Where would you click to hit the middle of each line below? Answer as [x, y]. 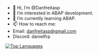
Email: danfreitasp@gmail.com [44, 31]
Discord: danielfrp [31, 36]
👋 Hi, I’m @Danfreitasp [36, 8]
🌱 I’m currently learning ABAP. [44, 18]
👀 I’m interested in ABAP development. [53, 13]
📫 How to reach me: [34, 24]
